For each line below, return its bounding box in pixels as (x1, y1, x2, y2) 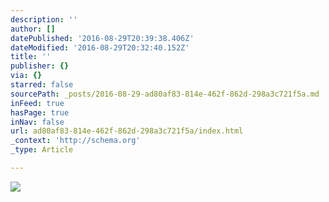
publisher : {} (10, 61, 70, 71)
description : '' (10, 14, 78, 25)
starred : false (10, 80, 74, 90)
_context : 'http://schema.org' (10, 136, 141, 146)
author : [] (10, 24, 56, 34)
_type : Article (10, 145, 74, 155)
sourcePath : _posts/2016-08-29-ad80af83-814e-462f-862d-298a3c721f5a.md (10, 89, 320, 99)
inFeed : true (10, 98, 65, 108)
